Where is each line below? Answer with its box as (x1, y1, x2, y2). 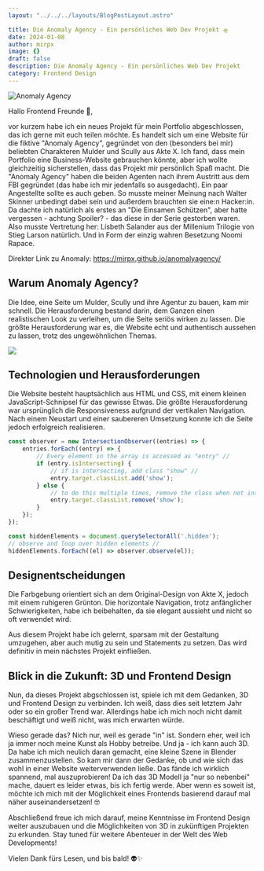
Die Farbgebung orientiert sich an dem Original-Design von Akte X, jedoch (8, 590, 249, 599)
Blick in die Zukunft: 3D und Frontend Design (8, 669, 232, 682)
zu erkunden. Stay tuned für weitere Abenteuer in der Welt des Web (8, 830, 228, 840)
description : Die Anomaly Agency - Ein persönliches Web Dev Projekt (8, 62, 241, 71)
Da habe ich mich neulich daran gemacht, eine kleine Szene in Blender (8, 748, 236, 757)
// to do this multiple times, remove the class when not (49, 489, 244, 497)
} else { (36, 481, 65, 490)
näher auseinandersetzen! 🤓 (8, 797, 101, 807)
